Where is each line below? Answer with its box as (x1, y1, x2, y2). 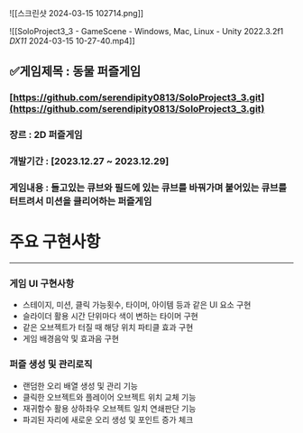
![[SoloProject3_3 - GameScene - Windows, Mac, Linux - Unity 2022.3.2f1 (9, 26, 284, 36)
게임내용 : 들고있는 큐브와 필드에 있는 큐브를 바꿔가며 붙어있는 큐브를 (9, 181, 287, 194)
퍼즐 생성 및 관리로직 (9, 358, 93, 371)
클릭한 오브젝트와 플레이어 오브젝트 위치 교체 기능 (22, 392, 197, 402)
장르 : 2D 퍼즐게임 (9, 129, 83, 142)
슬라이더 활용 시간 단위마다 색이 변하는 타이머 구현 (22, 310, 198, 322)
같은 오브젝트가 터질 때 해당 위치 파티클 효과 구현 (22, 322, 194, 333)
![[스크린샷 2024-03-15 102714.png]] (9, 8, 144, 18)
